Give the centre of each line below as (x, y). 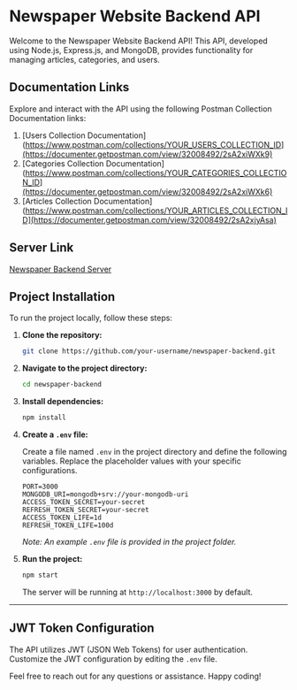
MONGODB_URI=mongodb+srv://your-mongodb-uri (105, 494)
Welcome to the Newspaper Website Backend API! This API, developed (138, 41)
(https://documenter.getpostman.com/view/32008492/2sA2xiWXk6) (147, 191)
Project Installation (62, 297)
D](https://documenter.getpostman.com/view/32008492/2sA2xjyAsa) (149, 219)
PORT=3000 (40, 487)
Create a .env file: (55, 434)
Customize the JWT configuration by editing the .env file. (114, 659)
